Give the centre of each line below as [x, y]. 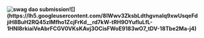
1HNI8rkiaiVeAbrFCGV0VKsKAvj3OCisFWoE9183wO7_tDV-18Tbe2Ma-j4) [102, 28]
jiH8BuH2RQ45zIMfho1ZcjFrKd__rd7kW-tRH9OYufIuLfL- [80, 22]
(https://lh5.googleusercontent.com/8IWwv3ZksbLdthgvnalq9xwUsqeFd [103, 16]
